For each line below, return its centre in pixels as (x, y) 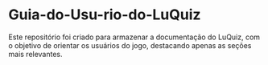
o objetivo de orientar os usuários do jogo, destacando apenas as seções (130, 45)
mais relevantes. (35, 54)
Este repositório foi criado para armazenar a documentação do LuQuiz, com (134, 37)
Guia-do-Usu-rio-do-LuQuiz (105, 15)
